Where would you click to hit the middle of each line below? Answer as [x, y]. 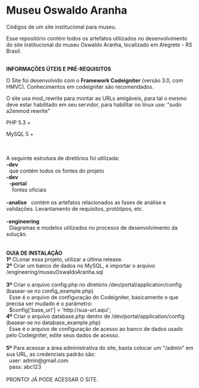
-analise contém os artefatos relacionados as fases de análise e [86, 202]
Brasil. [14, 51]
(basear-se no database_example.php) [53, 323]
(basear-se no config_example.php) [50, 291]
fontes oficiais [29, 190]
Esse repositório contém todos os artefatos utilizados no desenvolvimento [97, 38]
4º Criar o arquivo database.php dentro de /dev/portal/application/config [96, 316]
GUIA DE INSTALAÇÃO [34, 253]
